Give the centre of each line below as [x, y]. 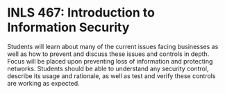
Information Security [68, 27]
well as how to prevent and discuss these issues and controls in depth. [108, 54]
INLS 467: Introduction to [81, 13]
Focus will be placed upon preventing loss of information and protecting [110, 61]
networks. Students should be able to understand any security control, [108, 68]
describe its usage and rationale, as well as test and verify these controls [111, 76]
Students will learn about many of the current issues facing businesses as [113, 46]
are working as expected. [43, 83]
